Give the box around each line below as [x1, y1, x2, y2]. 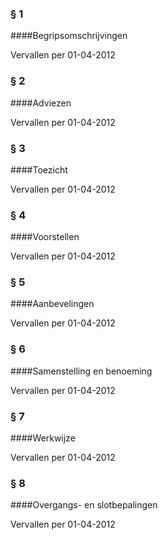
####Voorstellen [10, 231, 80, 243]
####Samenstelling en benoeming [10, 365, 153, 377]
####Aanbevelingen [10, 298, 95, 310]
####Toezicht [10, 163, 68, 176]
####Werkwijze [10, 432, 76, 444]
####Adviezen [10, 97, 72, 109]
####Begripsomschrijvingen [10, 30, 128, 42]
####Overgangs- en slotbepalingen [10, 499, 158, 511]
